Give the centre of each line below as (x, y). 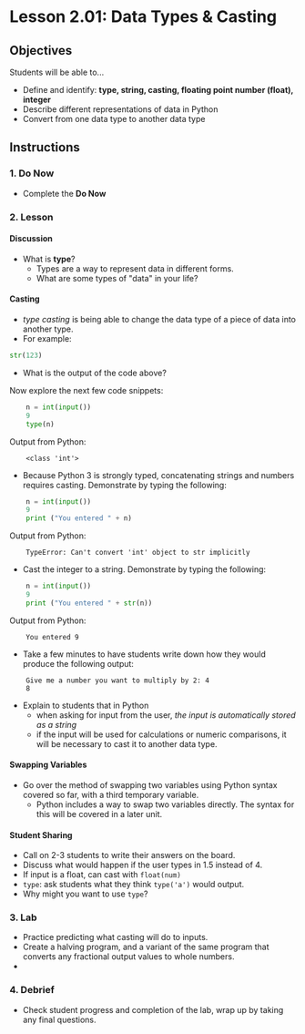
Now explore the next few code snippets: (86, 390)
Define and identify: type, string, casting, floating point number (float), (158, 90)
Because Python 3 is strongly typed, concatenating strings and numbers (158, 475)
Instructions (45, 148)
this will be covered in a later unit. (99, 814)
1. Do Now (32, 173)
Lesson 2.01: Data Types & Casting (143, 17)
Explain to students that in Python (86, 705)
